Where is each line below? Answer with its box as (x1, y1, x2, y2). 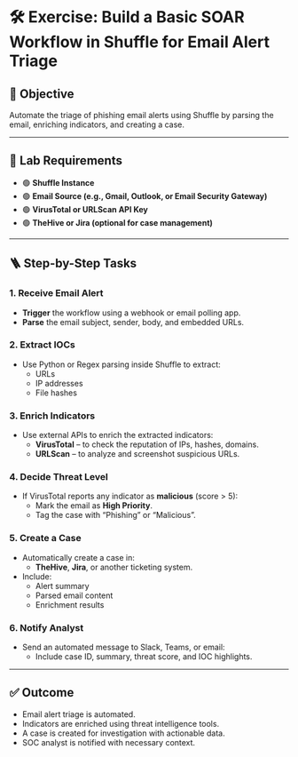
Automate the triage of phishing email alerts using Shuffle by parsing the (9, 110, 274, 120)
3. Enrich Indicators (9, 410, 96, 422)
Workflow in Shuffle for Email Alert (9, 32, 271, 52)
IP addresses (35, 378, 83, 388)
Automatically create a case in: (21, 552, 136, 562)
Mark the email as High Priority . (35, 500, 153, 511)
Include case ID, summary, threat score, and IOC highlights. (35, 650, 253, 662)
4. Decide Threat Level (9, 471, 108, 483)
